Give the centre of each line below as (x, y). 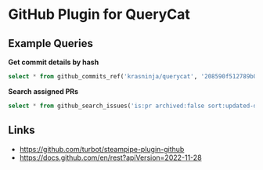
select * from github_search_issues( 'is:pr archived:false (106, 106)
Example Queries (51, 43)
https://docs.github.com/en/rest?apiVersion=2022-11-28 (110, 157)
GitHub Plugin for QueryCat (99, 14)
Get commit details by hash (54, 62)
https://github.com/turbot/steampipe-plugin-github (102, 149)
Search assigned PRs (43, 91)
